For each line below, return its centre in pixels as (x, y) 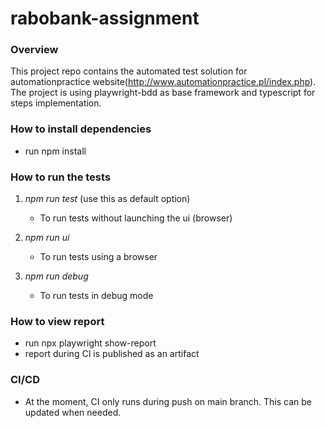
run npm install (55, 151)
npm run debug (56, 276)
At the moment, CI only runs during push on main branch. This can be (168, 401)
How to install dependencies (81, 129)
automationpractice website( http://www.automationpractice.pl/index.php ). (163, 82)
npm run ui (47, 238)
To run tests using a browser (98, 257)
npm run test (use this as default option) (107, 199)
